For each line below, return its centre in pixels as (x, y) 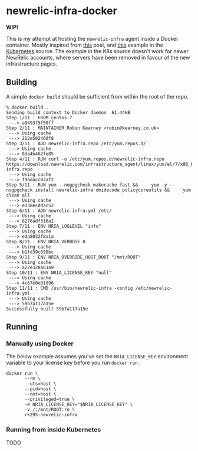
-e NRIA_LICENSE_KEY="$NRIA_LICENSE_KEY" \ (79, 405)
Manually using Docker (40, 344)
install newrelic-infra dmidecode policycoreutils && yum (113, 190)
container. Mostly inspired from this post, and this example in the (85, 45)
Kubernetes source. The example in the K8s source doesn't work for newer (97, 51)
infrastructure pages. (32, 64)
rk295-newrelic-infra (51, 415)
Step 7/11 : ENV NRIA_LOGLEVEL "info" (54, 226)
